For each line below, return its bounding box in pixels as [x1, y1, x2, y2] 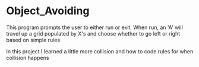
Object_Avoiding [6, 4, 90, 18]
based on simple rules [6, 36, 61, 43]
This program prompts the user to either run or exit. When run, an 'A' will [6, 24, 183, 31]
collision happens [6, 54, 49, 61]
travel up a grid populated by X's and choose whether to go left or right [6, 30, 181, 37]
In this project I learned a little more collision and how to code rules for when [6, 47, 194, 55]
